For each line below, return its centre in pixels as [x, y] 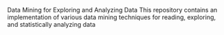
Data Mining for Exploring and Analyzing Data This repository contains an [112, 10]
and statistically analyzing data [51, 24]
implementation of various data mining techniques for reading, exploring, [112, 17]
